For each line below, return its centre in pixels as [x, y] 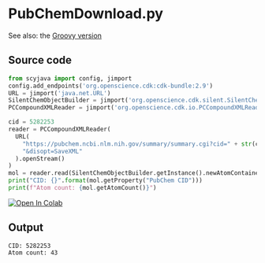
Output [26, 228]
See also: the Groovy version [55, 35]
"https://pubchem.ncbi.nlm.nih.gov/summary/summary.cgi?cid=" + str [137, 144]
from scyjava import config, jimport [70, 78]
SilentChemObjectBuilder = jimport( [68, 100]
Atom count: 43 [33, 253]
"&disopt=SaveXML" [52, 151]
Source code [40, 60]
